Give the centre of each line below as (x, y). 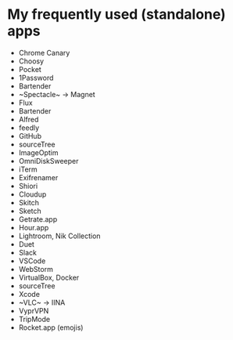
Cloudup (32, 194)
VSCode (32, 261)
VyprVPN (34, 310)
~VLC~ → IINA (42, 302)
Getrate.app (38, 219)
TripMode (34, 319)
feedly (29, 128)
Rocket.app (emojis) (51, 327)
